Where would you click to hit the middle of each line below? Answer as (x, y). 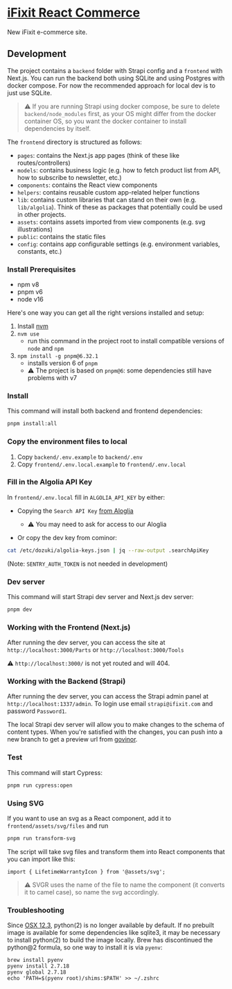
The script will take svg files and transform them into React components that (116, 851)
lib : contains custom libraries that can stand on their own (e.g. (107, 199)
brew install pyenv (35, 961)
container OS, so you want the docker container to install (105, 121)
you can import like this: (41, 859)
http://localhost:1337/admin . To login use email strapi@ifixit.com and (110, 704)
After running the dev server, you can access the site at (86, 643)
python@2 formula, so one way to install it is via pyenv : (85, 947)
